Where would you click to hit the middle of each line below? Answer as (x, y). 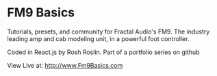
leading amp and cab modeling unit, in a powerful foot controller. (98, 38)
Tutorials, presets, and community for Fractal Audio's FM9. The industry (108, 31)
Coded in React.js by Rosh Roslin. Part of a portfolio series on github (103, 52)
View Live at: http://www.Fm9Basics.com (65, 65)
